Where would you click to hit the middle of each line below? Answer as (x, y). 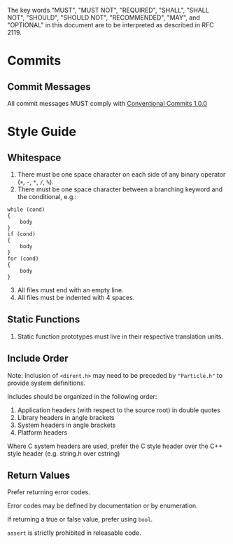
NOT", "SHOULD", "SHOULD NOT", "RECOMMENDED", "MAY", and (104, 18)
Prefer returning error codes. (49, 492)
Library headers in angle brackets (66, 417)
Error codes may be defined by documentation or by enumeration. (103, 506)
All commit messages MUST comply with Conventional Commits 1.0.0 (107, 103)
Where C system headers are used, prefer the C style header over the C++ (115, 446)
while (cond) (26, 210)
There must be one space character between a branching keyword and (120, 189)
